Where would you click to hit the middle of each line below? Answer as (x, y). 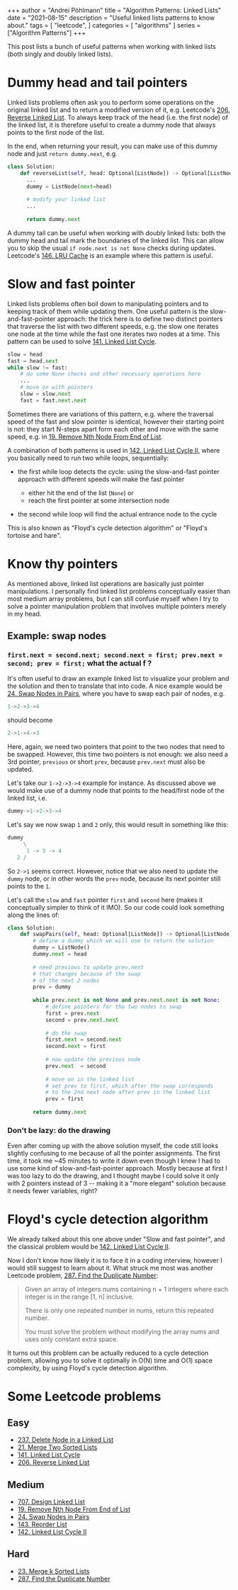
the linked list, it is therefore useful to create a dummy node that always (112, 125)
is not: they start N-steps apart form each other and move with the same (113, 429)
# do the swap (66, 1033)
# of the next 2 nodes (66, 981)
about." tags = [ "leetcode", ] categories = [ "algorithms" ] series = (104, 25)
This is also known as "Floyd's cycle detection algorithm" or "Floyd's (107, 528)
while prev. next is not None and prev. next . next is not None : (126, 1000)
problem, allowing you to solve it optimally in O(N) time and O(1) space (110, 1360)
